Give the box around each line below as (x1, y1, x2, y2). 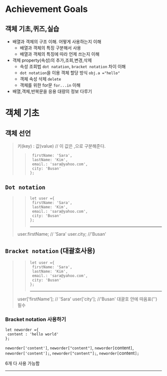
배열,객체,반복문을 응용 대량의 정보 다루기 (12, 89, 92, 94)
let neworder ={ (5, 327, 39, 332)
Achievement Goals (5, 3, 88, 15)
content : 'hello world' (7, 332, 59, 337)
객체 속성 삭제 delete (19, 76, 61, 82)
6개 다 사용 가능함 (5, 360, 40, 366)
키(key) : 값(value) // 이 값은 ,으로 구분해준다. (17, 143, 106, 149)
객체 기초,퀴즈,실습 (5, 24, 60, 33)
